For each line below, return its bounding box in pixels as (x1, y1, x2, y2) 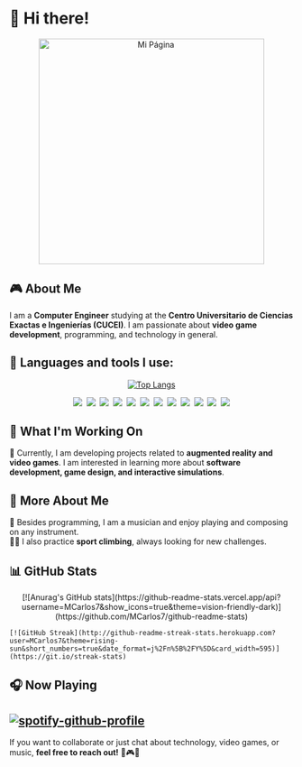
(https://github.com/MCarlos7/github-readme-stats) (54, 611, 248, 622)
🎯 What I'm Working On (9, 423, 143, 439)
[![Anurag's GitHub (22, 592, 93, 603)
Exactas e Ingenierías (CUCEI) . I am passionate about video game (9, 319, 258, 330)
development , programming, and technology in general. (9, 328, 218, 339)
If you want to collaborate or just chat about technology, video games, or (9, 737, 279, 748)
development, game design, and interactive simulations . (9, 467, 225, 477)
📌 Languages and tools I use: (9, 356, 174, 371)
